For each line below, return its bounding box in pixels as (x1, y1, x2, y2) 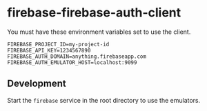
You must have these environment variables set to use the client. (7, 28, 191, 36)
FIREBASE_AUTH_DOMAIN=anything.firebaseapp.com (7, 53, 147, 60)
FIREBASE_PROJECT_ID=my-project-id (7, 41, 110, 48)
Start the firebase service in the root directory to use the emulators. (7, 96, 201, 104)
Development (7, 78, 67, 90)
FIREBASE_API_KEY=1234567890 (7, 47, 91, 54)
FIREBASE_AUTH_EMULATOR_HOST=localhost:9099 (7, 59, 137, 66)
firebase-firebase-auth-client (7, 5, 181, 21)
